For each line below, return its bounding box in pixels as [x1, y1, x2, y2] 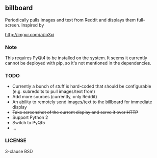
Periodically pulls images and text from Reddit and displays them [5, 17, 136, 23]
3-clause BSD [5, 148, 33, 154]
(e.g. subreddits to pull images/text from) [12, 89, 95, 94]
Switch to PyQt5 [12, 120, 45, 126]
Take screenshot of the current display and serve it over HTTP [12, 110, 138, 115]
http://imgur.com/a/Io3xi [5, 31, 54, 37]
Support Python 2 [12, 114, 48, 120]
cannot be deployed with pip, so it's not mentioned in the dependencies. [5, 60, 152, 66]
